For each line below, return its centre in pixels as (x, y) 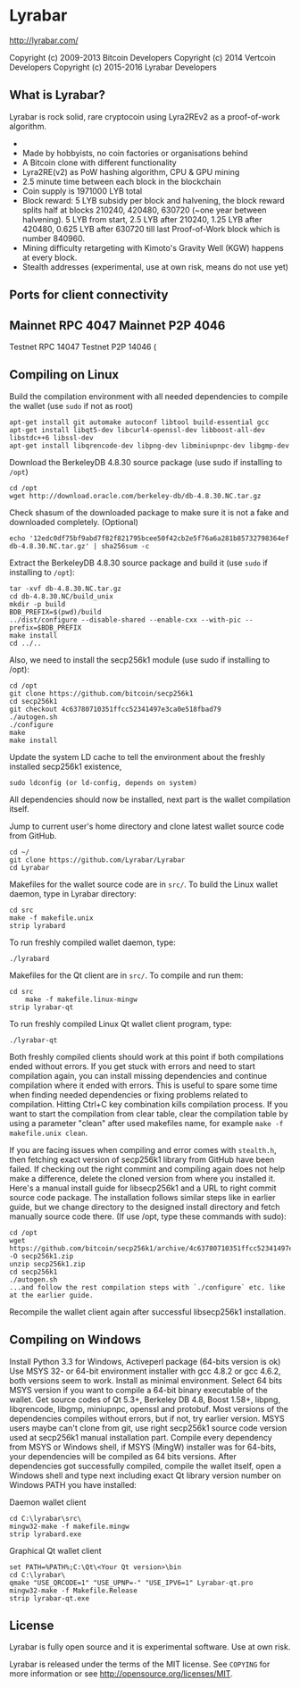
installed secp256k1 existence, (66, 766)
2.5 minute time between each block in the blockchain (121, 181)
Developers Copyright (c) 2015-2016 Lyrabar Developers (113, 67)
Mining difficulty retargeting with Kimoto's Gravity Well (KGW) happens (153, 247)
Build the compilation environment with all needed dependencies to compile (149, 396)
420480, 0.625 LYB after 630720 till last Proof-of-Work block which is (151, 229)
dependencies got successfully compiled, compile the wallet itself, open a (145, 1466)
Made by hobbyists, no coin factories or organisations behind (135, 153)
